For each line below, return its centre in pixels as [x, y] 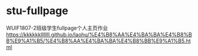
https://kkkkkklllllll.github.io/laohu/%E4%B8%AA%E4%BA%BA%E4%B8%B [99, 34]
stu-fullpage [37, 11]
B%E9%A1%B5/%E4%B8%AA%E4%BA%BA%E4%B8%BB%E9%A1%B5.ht [98, 41]
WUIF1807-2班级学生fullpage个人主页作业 [57, 28]
